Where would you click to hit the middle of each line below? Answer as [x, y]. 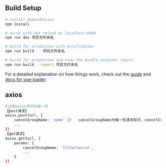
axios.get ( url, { [23, 138]
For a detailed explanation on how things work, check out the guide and [78, 74]
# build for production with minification [49, 46]
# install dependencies [30, 19]
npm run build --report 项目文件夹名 [42, 64]
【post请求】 [17, 111]
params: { [24, 143]
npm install [17, 24]
